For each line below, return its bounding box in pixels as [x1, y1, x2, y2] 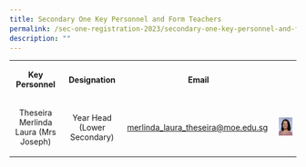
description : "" [9, 34, 71, 43]
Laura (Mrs [15, 127, 56, 138]
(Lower [78, 122, 107, 133]
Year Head [72, 112, 112, 123]
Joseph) [19, 136, 52, 147]
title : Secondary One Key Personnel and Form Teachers [9, 15, 222, 24]
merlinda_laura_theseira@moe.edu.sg [127, 122, 269, 133]
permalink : [9, 24, 51, 34]
